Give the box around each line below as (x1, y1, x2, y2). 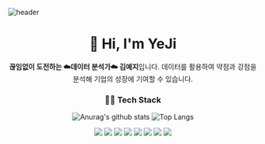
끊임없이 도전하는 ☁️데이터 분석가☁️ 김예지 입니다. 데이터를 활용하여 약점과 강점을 (9, 61, 257, 71)
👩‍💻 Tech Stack (104, 94, 161, 105)
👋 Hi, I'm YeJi (89, 35, 177, 53)
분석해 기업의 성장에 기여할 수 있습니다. (72, 74, 194, 83)
